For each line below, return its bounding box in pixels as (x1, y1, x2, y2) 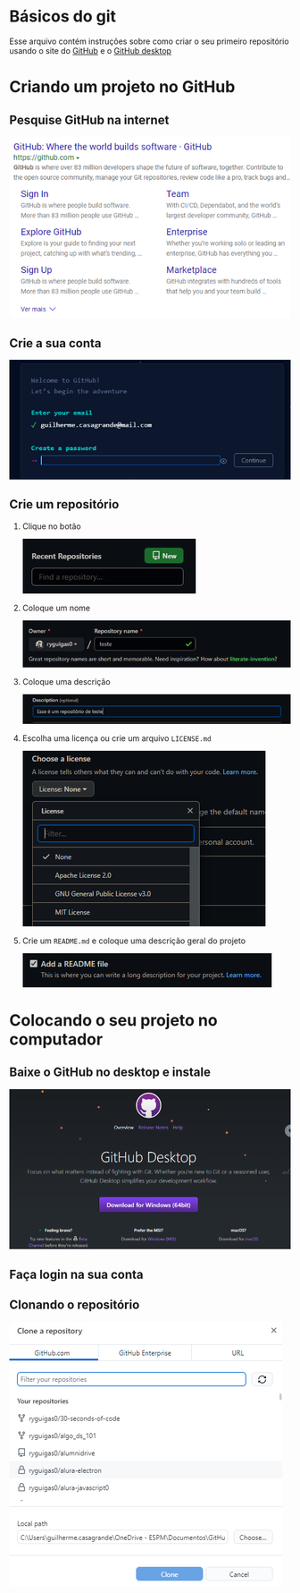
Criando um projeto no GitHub (9, 77, 236, 98)
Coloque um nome (21, 602, 91, 613)
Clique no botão (21, 521, 82, 532)
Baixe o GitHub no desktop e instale (9, 1065, 212, 1080)
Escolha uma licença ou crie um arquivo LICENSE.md (21, 732, 212, 744)
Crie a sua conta (9, 336, 102, 351)
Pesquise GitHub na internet (9, 112, 170, 127)
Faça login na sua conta (9, 1266, 145, 1282)
